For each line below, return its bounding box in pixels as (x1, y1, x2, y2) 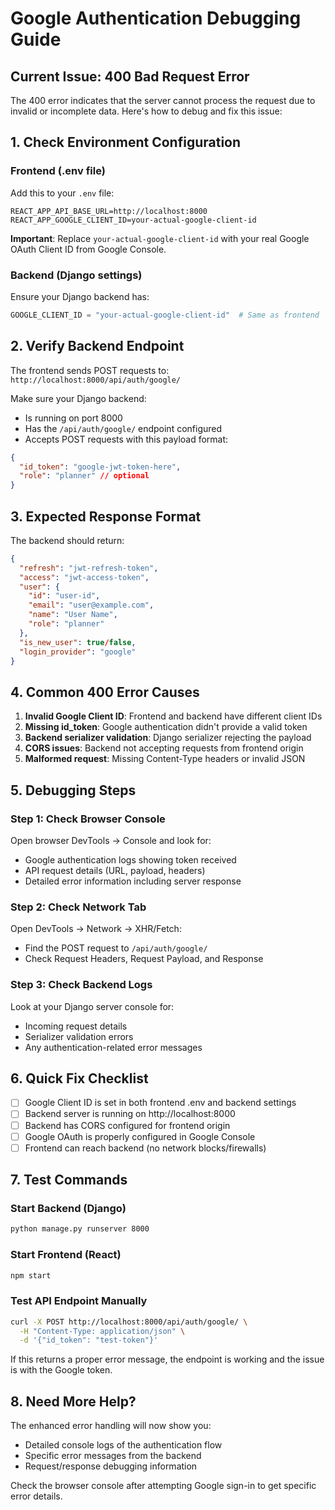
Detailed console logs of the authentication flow (24, 1439, 223, 1451)
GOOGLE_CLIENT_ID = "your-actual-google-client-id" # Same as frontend (10, 310, 320, 320)
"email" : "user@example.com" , (28, 600, 155, 611)
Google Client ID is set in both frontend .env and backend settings (24, 1097, 297, 1109)
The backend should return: (10, 534, 125, 546)
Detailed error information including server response (24, 875, 242, 887)
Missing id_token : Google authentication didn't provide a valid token (24, 721, 308, 733)
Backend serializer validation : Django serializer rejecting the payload (24, 732, 312, 744)
